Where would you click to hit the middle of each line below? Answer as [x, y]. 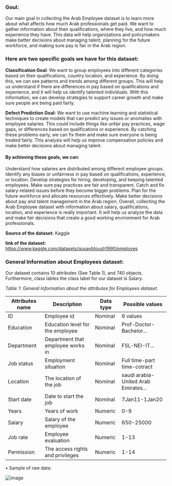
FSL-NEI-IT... [138, 346]
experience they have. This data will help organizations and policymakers [82, 35]
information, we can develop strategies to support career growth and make [84, 97]
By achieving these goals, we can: [42, 157]
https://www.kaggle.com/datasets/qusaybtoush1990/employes [72, 248]
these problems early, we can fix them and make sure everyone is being [81, 134]
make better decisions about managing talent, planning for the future [78, 40]
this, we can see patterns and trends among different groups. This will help [84, 81]
